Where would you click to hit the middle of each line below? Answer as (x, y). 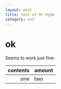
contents (19, 70)
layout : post (19, 10)
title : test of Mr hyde (30, 15)
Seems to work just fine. (30, 58)
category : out (20, 19)
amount (44, 70)
